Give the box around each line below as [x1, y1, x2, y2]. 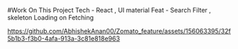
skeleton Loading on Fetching [7, 13, 94, 22]
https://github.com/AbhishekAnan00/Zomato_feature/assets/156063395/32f [7, 27, 231, 35]
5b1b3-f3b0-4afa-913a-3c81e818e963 [7, 34, 121, 43]
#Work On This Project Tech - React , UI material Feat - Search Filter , [7, 6, 212, 14]
